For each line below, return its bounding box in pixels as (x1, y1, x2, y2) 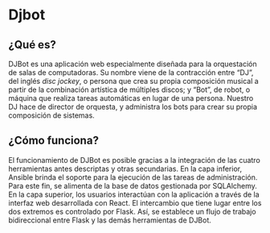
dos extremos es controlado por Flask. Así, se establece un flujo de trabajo (8, 206, 256, 216)
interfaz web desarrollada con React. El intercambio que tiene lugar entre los (8, 198, 262, 207)
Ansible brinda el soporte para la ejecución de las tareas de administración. (8, 172, 258, 182)
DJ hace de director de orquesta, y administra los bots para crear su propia (8, 102, 258, 111)
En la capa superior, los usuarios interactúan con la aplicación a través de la (8, 189, 260, 199)
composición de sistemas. (8, 110, 95, 120)
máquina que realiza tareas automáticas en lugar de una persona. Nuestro (8, 94, 254, 102)
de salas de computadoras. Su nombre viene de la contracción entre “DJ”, (8, 68, 254, 77)
